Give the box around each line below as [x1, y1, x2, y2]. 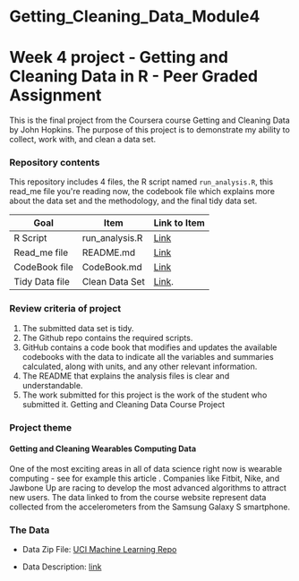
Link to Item [153, 217, 206, 229]
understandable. [21, 380, 83, 390]
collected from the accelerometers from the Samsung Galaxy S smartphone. [9, 501, 291, 512]
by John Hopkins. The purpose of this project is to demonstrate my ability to [9, 124, 291, 135]
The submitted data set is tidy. [21, 322, 134, 333]
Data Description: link [21, 561, 102, 572]
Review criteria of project [9, 303, 122, 315]
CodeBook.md [81, 261, 143, 274]
